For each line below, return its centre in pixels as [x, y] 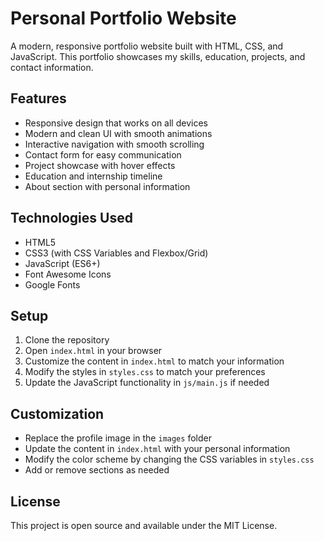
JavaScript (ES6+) [62, 263]
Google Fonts [52, 284]
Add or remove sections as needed [97, 470]
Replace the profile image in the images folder [118, 438]
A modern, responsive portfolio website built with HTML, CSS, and [147, 46]
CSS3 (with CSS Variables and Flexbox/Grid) [116, 253]
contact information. [52, 67]
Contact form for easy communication [103, 154]
